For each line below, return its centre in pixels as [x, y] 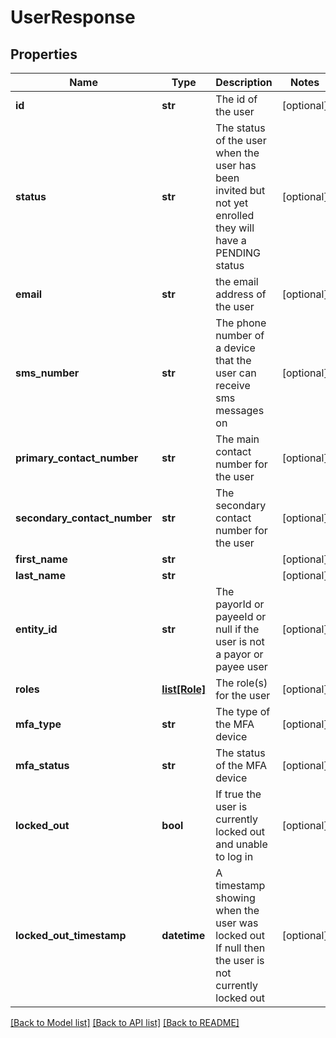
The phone [241, 323]
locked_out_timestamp [71, 935]
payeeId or [241, 616]
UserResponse [73, 17]
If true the [238, 794]
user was [237, 923]
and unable [241, 844]
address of [241, 294]
